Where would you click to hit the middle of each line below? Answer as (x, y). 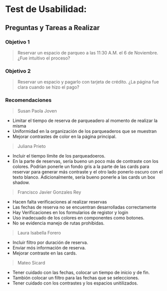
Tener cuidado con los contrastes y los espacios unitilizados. (75, 283)
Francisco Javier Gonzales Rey (49, 192)
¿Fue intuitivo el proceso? (44, 58)
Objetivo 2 (18, 71)
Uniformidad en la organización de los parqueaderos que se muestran (84, 131)
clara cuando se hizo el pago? (48, 87)
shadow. (21, 182)
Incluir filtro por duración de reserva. (50, 242)
